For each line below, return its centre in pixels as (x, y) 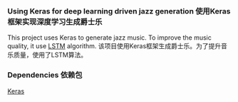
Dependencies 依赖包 (45, 75)
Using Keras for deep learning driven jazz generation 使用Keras (119, 11)
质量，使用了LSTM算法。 (50, 55)
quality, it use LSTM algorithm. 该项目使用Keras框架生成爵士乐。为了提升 (114, 46)
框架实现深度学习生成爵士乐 (55, 21)
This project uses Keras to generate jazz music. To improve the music (109, 38)
